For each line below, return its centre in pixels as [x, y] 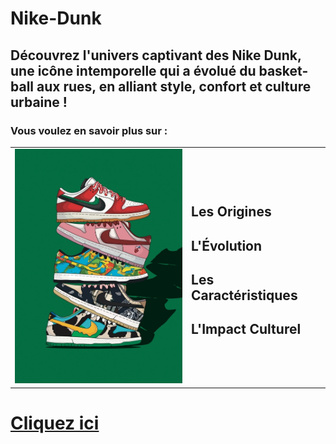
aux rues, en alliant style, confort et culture [174, 86]
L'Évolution [227, 245]
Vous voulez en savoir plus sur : [89, 130]
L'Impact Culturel [246, 329]
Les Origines [231, 212]
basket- [283, 70]
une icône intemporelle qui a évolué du [133, 70]
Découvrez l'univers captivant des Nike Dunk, [156, 55]
